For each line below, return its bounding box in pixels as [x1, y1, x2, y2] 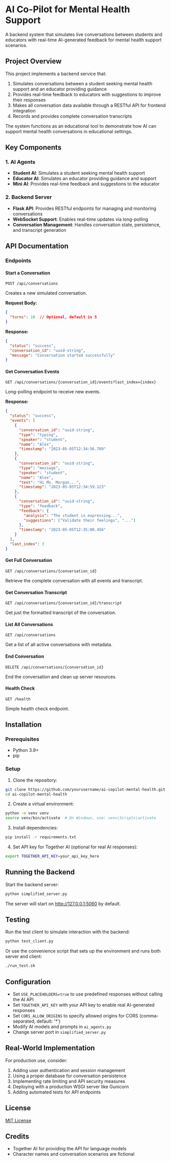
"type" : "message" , [18, 465, 60, 470]
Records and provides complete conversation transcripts [12, 113, 132, 119]
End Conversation [5, 653, 44, 659]
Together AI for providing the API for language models [12, 1146, 127, 1152]
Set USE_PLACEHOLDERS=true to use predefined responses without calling [12, 991, 163, 997]
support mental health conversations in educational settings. [5, 128, 133, 134]
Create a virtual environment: [12, 801, 74, 807]
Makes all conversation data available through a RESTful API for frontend [12, 102, 166, 108]
